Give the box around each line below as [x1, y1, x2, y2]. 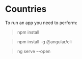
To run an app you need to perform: [5, 20, 78, 26]
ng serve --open [17, 48, 51, 54]
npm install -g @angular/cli [17, 38, 72, 45]
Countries [5, 3, 47, 15]
